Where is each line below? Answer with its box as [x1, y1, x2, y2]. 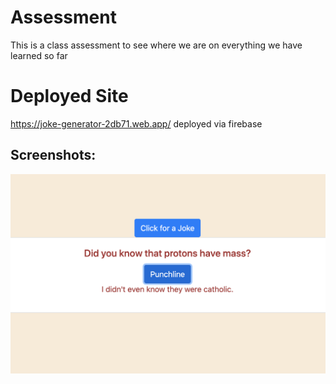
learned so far [10, 49, 68, 61]
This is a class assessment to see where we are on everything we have [10, 39, 303, 51]
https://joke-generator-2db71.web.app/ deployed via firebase [10, 117, 263, 130]
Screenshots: [10, 147, 97, 164]
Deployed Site [10, 85, 129, 108]
